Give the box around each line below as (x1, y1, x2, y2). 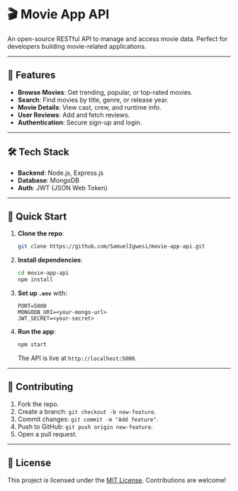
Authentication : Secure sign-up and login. (17, 118, 142, 127)
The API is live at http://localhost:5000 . (17, 354, 137, 362)
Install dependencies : (17, 256, 83, 265)
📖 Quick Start (7, 210, 67, 222)
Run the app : (17, 328, 57, 335)
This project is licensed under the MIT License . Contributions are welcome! (7, 475, 227, 484)
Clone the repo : (17, 229, 64, 238)
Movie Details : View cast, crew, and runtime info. (17, 103, 161, 111)
